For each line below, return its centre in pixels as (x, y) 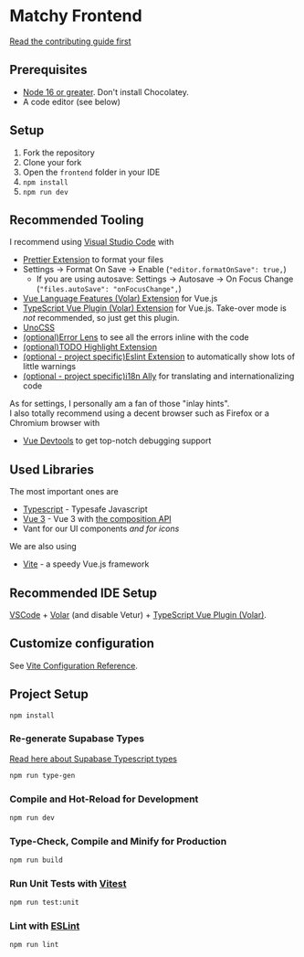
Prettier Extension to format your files (93, 260)
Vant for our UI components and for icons (101, 529)
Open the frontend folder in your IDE (91, 172)
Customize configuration (82, 644)
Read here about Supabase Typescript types (94, 759)
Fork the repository (59, 153)
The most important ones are (64, 492)
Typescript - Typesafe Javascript (85, 509)
